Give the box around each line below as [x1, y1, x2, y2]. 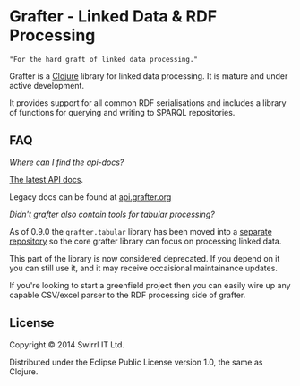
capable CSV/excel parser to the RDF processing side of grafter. [9, 289, 246, 300]
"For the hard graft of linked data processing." [9, 55, 199, 64]
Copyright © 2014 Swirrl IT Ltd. [9, 339, 125, 350]
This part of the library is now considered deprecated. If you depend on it [9, 253, 280, 263]
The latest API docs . [9, 174, 83, 184]
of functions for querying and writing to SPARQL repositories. [9, 107, 236, 117]
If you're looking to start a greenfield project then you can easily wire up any [9, 279, 291, 290]
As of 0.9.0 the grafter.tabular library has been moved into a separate [9, 226, 273, 236]
